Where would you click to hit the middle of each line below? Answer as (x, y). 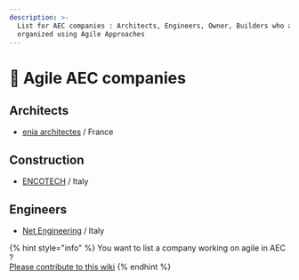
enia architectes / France (68, 132)
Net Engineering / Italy (63, 231)
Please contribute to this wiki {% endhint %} (90, 267)
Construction (47, 160)
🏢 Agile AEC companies (98, 78)
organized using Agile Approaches (81, 34)
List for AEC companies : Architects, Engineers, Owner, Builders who (151, 26)
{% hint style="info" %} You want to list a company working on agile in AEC (148, 248)
